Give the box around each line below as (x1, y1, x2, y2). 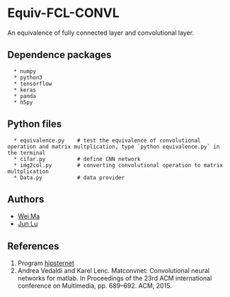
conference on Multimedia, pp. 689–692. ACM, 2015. (17, 281, 172, 290)
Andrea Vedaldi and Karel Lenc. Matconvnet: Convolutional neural (17, 267, 210, 275)
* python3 (13, 74, 42, 81)
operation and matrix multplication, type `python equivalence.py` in (7, 143, 220, 150)
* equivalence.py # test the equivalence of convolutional (13, 137, 201, 144)
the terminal (7, 149, 46, 157)
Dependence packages (7, 49, 112, 61)
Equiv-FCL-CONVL (7, 5, 120, 21)
